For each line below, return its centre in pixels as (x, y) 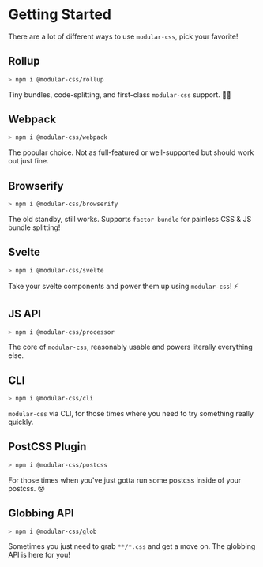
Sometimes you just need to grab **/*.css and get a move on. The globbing (132, 546)
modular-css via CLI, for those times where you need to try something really (131, 414)
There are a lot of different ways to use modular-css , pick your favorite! (123, 36)
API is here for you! (39, 555)
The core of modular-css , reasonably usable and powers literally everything (130, 347)
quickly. (21, 422)
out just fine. (28, 161)
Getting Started (60, 15)
